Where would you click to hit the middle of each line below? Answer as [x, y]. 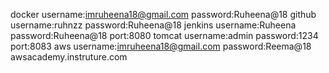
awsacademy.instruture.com [69, 57]
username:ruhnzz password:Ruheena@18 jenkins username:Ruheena [153, 25]
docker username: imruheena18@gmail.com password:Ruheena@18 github [163, 14]
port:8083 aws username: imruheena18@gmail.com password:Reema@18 [161, 46]
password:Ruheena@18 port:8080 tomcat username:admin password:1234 [164, 35]
